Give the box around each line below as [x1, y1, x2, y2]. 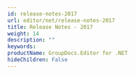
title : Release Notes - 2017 [7, 23, 93, 30]
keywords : [7, 43, 37, 50]
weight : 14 [7, 30, 40, 37]
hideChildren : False [7, 56, 69, 63]
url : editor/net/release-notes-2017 [7, 17, 115, 24]
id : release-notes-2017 [7, 10, 78, 18]
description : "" [7, 37, 55, 44]
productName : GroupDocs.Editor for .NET [7, 50, 129, 57]
